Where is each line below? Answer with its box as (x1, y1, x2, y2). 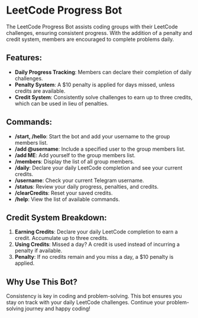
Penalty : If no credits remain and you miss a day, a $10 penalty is (14, 254, 174, 261)
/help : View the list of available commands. (14, 196, 120, 203)
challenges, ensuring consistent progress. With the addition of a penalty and (6, 29, 192, 36)
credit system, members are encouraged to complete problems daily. (6, 35, 174, 43)
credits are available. (14, 87, 66, 95)
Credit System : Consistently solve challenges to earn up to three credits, (14, 93, 193, 100)
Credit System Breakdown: (6, 212, 108, 222)
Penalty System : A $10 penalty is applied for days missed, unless (14, 81, 175, 88)
